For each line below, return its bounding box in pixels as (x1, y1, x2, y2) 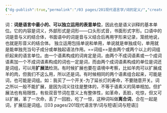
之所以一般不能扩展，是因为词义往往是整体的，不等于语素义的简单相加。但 (5, 83, 158, 89)
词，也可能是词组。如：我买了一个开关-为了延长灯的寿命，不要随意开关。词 (5, 77, 160, 83)
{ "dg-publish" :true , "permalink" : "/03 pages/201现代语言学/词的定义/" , (5, 7, 148, 12)
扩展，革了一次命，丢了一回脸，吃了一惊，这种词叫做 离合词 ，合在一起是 (9, 96, 158, 102)
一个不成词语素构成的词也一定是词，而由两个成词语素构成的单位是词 (18, 58, 158, 64)
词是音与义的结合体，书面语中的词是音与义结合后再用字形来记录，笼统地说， (5, 34, 162, 40)
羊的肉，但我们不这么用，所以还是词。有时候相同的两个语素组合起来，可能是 (5, 71, 162, 77)
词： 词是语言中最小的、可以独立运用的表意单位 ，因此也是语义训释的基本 (5, 21, 153, 27)
